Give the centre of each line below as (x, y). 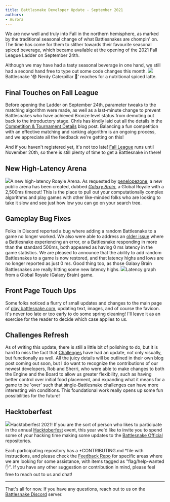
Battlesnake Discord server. (34, 494)
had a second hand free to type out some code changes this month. (76, 71)
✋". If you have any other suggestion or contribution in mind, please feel (80, 467)
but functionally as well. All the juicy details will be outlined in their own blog (84, 358)
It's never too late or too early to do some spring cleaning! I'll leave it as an (83, 314)
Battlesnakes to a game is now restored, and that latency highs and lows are (84, 258)
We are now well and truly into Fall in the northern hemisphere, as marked (82, 34)
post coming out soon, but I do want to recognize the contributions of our (82, 363)
